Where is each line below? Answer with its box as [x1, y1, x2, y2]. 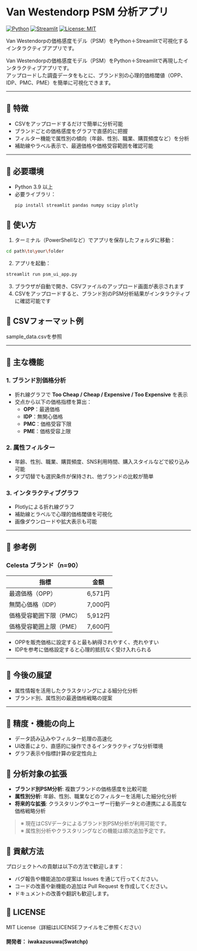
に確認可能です [14, 298, 51, 304]
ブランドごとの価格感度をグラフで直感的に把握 [14, 127, 128, 134]
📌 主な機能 [6, 358, 44, 367]
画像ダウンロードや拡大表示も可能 [14, 518, 97, 525]
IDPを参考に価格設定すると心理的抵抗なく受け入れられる [14, 646, 152, 653]
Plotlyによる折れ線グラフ [14, 503, 75, 511]
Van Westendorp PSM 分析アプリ [6, 5, 169, 19]
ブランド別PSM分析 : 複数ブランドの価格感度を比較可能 [14, 785, 148, 792]
